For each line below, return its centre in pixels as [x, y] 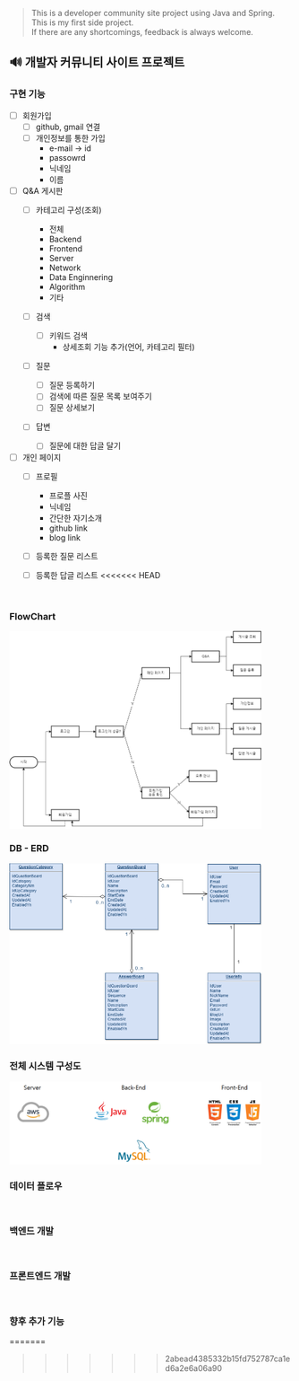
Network [65, 268]
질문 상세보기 [72, 408]
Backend [65, 239]
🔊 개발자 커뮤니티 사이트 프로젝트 [97, 62]
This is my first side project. [82, 22]
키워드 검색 [68, 336]
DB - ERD [29, 849]
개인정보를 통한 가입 [70, 137]
